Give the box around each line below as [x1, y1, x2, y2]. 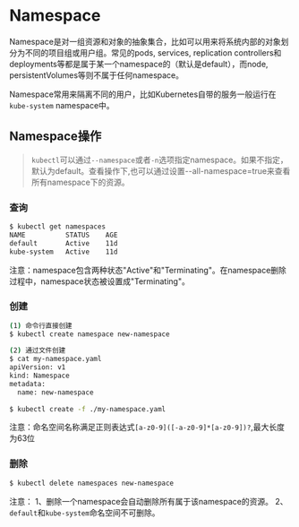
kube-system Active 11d [9, 247, 118, 256]
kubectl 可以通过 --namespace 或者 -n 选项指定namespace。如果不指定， [30, 154, 288, 165]
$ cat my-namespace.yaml [9, 355, 102, 364]
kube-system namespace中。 [9, 99, 115, 110]
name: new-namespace [17, 387, 94, 397]
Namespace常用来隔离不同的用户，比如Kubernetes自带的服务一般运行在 [9, 89, 277, 99]
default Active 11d [9, 238, 118, 247]
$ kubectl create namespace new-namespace [9, 329, 170, 339]
